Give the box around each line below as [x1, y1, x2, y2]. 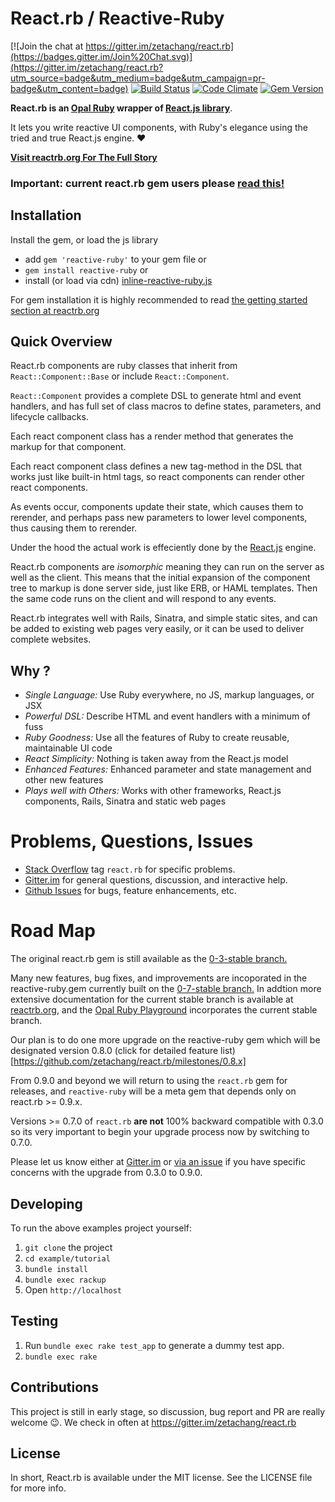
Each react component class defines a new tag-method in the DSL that [10, 460, 302, 472]
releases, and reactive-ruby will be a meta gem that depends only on [10, 1085, 297, 1097]
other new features [24, 774, 104, 786]
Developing [10, 1195, 83, 1212]
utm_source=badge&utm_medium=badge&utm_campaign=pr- [10, 72, 266, 84]
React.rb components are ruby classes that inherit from [10, 360, 238, 372]
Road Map [10, 920, 97, 942]
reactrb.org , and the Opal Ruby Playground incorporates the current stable [10, 1004, 318, 1016]
